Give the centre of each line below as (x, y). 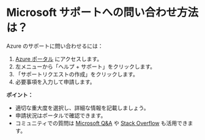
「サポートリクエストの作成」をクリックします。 (77, 74)
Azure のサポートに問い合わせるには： (55, 46)
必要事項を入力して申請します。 (55, 82)
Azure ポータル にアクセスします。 (59, 59)
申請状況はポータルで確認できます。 (61, 115)
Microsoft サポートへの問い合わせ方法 (102, 13)
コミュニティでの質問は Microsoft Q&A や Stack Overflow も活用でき (101, 123)
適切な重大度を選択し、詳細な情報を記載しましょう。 (82, 108)
